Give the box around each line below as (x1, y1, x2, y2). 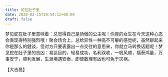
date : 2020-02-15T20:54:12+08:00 (5, 12, 75, 17)
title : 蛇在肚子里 (5, 7, 40, 12)
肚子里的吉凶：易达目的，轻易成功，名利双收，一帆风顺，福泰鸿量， (18, 49, 158, 55)
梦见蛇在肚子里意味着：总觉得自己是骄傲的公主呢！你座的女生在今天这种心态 (5, 31, 163, 37)
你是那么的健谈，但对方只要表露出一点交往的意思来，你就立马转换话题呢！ (5, 43, 158, 49)
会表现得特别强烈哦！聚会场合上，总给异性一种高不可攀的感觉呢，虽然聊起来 (5, 37, 163, 43)
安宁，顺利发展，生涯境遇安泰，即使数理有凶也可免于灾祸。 (9, 56, 132, 62)
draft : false (5, 16, 32, 21)
